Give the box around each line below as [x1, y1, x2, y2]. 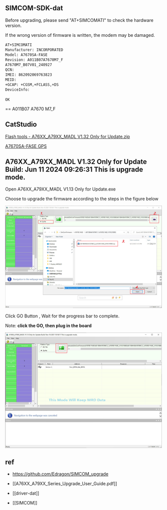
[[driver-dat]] [12, 490, 40, 497]
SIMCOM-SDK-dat [5, 4, 63, 12]
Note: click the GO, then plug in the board [5, 322, 92, 328]
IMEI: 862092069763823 [5, 72, 52, 77]
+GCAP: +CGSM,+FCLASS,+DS [5, 82, 59, 87]
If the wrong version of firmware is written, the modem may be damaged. [5, 32, 155, 38]
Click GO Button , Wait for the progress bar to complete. [5, 313, 120, 319]
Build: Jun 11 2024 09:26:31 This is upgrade [5, 165, 143, 174]
